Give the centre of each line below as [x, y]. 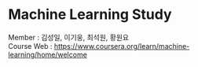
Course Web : [30, 46]
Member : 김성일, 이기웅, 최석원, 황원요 [69, 37]
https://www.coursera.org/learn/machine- [122, 46]
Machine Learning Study [90, 15]
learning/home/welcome [48, 54]
